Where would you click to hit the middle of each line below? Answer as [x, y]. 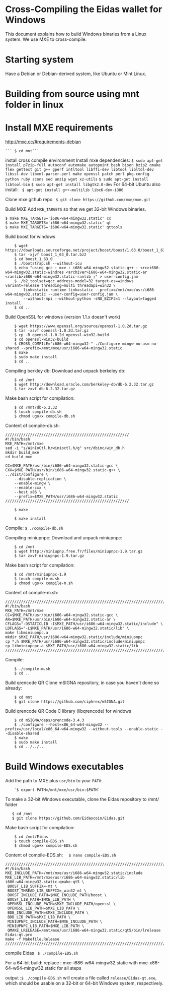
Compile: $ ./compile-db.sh [34, 528]
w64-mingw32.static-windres [35, 272]
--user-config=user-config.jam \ [83, 294]
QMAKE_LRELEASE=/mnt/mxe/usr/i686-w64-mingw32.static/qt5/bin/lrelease [84, 930]
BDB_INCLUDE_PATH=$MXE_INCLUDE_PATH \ [48, 913]
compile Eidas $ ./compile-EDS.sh [42, 953]
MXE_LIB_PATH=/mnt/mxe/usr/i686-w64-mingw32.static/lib [65, 877]
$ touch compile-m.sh [37, 579]
